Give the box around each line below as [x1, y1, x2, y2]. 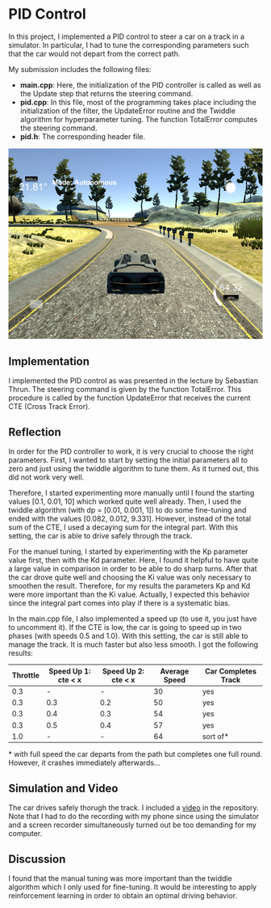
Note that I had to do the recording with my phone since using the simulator [8, 812, 260, 821]
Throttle [11, 670, 40, 680]
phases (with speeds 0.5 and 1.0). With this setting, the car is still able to [8, 631, 248, 641]
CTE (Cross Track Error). [8, 402, 90, 412]
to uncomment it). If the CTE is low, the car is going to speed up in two [8, 623, 242, 632]
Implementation [8, 355, 90, 368]
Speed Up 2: [102, 666, 145, 676]
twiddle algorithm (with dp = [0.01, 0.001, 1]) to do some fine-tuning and [8, 505, 247, 515]
